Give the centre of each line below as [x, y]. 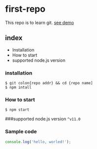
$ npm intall [18, 87]
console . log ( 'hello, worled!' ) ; [38, 142]
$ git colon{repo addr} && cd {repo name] [49, 83]
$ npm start [17, 110]
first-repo [25, 9]
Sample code [21, 132]
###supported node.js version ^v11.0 [43, 119]
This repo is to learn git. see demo [40, 23]
